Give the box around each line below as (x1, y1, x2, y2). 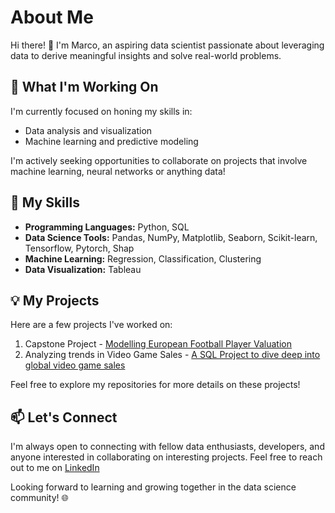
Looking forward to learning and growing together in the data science (10, 481, 297, 493)
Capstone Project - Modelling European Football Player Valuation (24, 338, 292, 350)
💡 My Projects (10, 292, 100, 309)
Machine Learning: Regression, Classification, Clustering (24, 252, 262, 265)
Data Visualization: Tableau (24, 263, 142, 275)
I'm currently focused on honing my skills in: (10, 105, 193, 117)
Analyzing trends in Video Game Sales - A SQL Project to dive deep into (24, 349, 321, 361)
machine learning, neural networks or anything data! (10, 165, 226, 177)
